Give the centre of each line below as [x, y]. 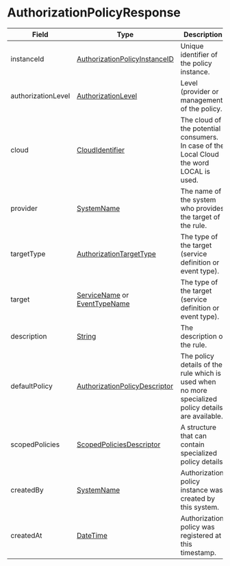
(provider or [200, 91]
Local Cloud [200, 154]
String [86, 336]
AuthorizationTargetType [116, 253]
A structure [199, 427]
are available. [202, 416]
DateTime [92, 535]
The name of [201, 191]
